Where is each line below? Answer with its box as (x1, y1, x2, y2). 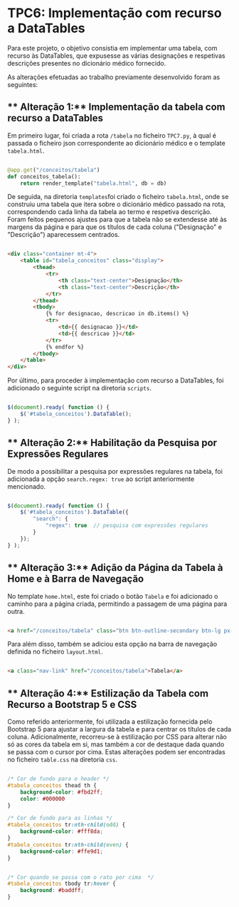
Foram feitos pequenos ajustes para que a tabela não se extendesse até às (7, 216, 228, 224)
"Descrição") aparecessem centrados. (7, 230, 120, 239)
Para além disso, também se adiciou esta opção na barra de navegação (7, 640, 218, 649)
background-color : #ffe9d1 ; (20, 848, 103, 855)
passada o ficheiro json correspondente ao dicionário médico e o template (7, 138, 225, 147)
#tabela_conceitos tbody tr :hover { (7, 880, 116, 888)
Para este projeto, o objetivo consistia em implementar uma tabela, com (7, 44, 218, 52)
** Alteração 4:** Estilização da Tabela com (7, 687, 208, 699)
